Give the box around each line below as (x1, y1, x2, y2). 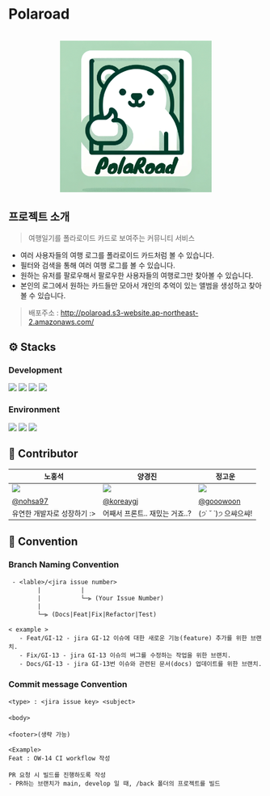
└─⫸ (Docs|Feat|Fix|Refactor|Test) (37, 610, 158, 618)
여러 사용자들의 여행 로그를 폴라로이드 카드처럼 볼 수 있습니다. (19, 250, 215, 259)
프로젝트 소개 (8, 210, 70, 224)
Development (8, 364, 63, 376)
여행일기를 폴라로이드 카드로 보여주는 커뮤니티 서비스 (27, 233, 196, 242)
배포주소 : (27, 308, 59, 318)
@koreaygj (102, 496, 139, 506)
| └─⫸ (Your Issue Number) (37, 594, 164, 602)
